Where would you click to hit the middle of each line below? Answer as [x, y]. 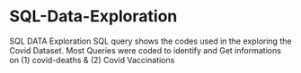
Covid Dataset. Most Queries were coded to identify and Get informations [145, 50]
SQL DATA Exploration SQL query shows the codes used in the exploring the [150, 41]
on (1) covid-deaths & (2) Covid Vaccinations [92, 60]
